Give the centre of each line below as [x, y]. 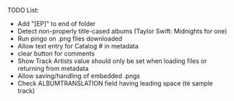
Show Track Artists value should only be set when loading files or [112, 61]
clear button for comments [56, 53]
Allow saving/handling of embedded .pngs [79, 76]
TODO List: [23, 10]
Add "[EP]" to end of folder [57, 23]
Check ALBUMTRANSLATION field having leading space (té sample [115, 83]
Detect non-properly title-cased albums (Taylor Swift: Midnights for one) [122, 31]
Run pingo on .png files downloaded [70, 39]
